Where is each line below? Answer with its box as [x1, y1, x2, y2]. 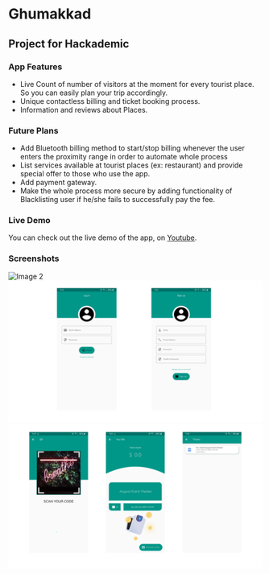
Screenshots [8, 253, 60, 264]
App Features [8, 61, 63, 72]
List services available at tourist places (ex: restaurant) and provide [19, 160, 243, 170]
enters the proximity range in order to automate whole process [19, 152, 228, 162]
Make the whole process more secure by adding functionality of [19, 186, 233, 196]
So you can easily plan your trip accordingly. [19, 88, 168, 97]
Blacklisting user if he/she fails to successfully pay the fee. [19, 195, 216, 204]
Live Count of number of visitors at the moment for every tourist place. [19, 79, 255, 89]
